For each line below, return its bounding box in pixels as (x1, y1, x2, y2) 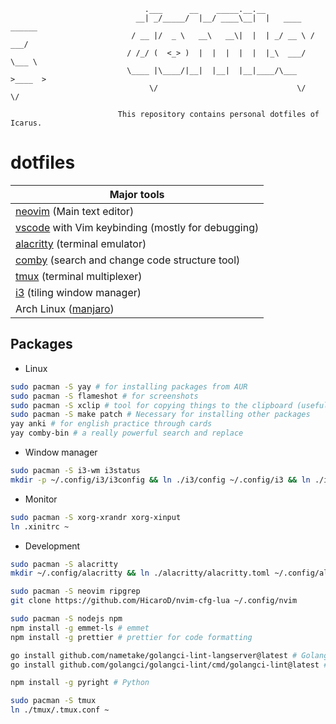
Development (24, 540, 81, 552)
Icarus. (10, 118, 43, 128)
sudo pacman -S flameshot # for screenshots (10, 391, 199, 401)
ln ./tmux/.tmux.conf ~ (10, 705, 110, 715)
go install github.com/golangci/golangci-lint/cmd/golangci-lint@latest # (10, 660, 329, 670)
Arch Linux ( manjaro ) (15, 301, 115, 315)
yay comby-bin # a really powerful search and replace (10, 428, 244, 439)
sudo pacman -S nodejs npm (10, 614, 123, 624)
